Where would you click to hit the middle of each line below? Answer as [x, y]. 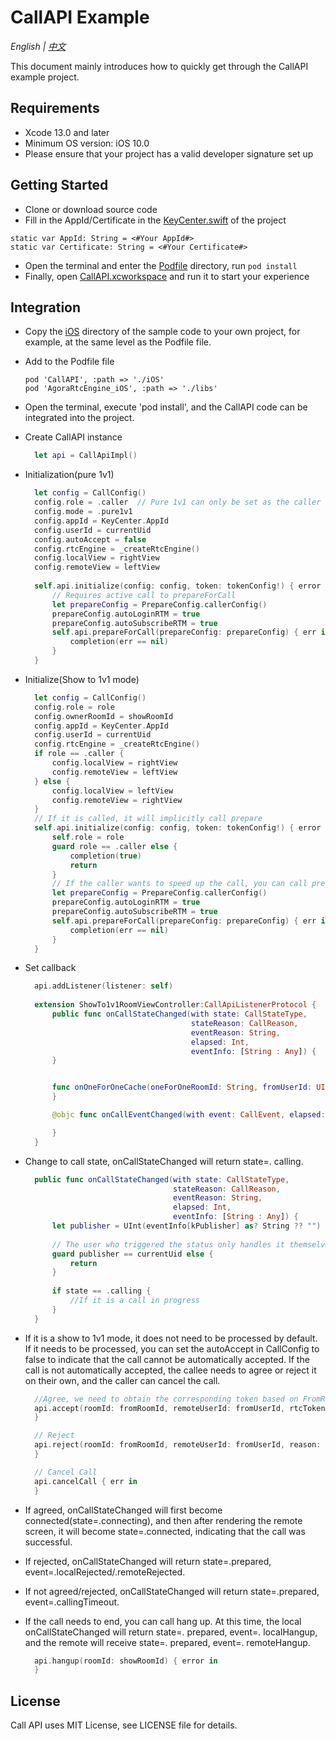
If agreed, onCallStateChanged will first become [123, 1510]
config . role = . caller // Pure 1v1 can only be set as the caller [178, 502]
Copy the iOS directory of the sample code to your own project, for [162, 332]
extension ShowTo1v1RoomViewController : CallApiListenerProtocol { [175, 1005]
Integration [46, 307]
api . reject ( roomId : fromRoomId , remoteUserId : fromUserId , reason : [178, 1445]
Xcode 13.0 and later [67, 132]
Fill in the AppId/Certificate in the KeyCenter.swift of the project [155, 220]
